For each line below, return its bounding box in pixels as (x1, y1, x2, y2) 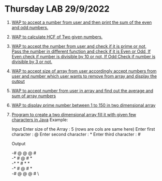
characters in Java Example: (11, 117, 68, 122)
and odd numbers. (11, 24, 49, 30)
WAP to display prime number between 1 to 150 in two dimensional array (11, 102, 156, 108)
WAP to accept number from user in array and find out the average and (11, 88, 153, 93)
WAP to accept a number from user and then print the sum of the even (11, 19, 152, 25)
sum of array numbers (11, 93, 56, 99)
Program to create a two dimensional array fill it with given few (11, 111, 136, 117)
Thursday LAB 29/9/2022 (4, 3, 110, 15)
